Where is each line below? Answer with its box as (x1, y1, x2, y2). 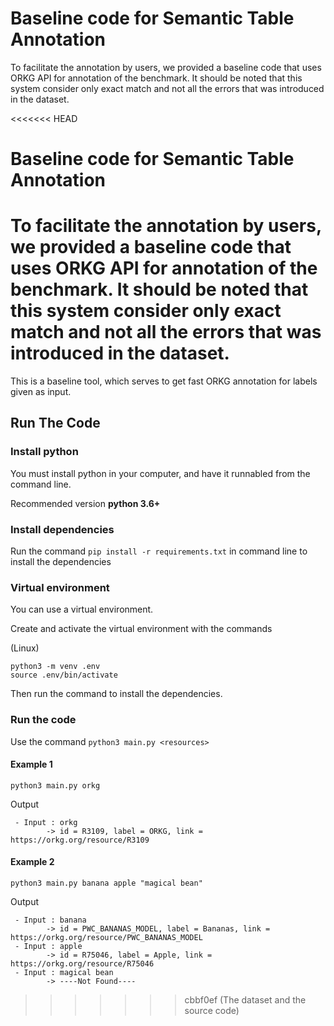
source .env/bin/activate (10, 670, 118, 681)
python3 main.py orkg (10, 780, 101, 791)
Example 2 (10, 856, 55, 868)
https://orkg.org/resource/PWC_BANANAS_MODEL (10, 933, 203, 943)
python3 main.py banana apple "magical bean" (10, 878, 203, 889)
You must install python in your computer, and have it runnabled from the (10, 467, 311, 479)
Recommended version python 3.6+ (10, 497, 161, 509)
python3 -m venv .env (10, 662, 101, 672)
